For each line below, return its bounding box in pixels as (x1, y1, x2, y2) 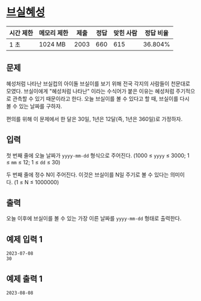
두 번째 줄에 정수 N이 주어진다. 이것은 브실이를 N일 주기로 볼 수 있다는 (6, 171, 169, 178)
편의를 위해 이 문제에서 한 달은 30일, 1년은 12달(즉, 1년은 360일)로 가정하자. (6, 115, 183, 122)
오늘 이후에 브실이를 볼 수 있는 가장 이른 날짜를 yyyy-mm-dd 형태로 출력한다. (6, 215, 182, 222)
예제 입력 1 (6, 234, 43, 244)
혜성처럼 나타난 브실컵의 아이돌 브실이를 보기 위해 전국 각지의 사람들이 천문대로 (6, 79, 191, 87)
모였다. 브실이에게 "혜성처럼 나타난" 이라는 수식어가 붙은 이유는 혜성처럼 (6, 87, 175, 95)
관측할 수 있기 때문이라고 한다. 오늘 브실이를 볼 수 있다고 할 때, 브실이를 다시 (12, 95, 190, 102)
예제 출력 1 (6, 273, 43, 284)
